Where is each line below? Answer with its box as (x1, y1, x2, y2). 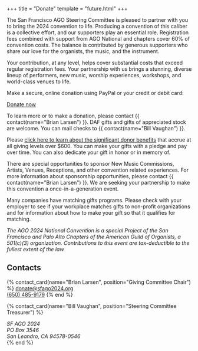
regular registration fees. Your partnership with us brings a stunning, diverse (6, 65, 192, 73)
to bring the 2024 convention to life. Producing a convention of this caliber (6, 23, 188, 29)
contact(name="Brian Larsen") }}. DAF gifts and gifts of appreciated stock (6, 119, 186, 126)
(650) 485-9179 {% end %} (6, 291, 73, 298)
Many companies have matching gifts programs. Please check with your (6, 197, 182, 204)
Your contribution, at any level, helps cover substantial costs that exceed (6, 59, 183, 66)
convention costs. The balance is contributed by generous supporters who (6, 41, 188, 48)
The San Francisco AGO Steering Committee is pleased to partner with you (6, 17, 189, 23)
